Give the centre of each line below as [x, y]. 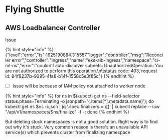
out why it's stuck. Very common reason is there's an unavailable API [76, 127]
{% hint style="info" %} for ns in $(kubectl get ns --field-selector [72, 96]
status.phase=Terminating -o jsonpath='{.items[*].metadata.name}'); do [79, 101]
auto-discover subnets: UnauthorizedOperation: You [109, 65]
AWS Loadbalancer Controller [53, 28]
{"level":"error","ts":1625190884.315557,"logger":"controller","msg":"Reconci [84, 55]
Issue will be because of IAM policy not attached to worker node [79, 86]
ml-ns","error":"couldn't [30, 65]
